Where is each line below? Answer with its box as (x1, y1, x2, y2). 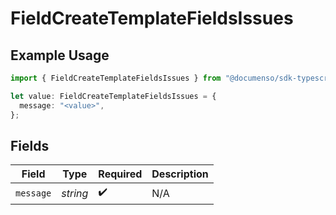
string (61, 186, 89, 200)
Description (151, 167, 209, 181)
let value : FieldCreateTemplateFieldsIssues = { (10, 91, 217, 101)
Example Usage (10, 47, 110, 64)
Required (98, 167, 143, 181)
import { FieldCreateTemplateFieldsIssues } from (10, 73, 222, 83)
